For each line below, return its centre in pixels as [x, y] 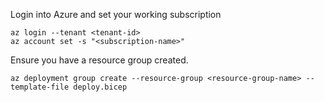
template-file [40, 87]
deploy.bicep [100, 87]
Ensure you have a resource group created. [99, 60]
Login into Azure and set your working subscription [116, 14]
